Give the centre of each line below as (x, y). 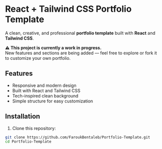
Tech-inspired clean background (45, 96)
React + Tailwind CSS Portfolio (68, 9)
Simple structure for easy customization (53, 101)
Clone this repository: (34, 128)
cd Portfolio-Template (28, 142)
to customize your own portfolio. (38, 58)
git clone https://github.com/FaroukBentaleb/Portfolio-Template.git (78, 137)
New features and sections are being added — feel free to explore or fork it (81, 53)
